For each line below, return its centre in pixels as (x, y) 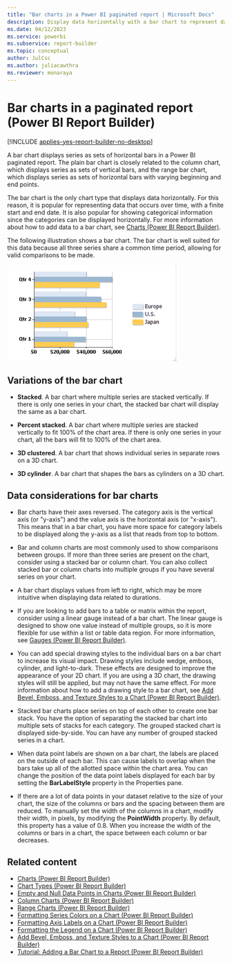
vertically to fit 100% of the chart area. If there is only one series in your (119, 433)
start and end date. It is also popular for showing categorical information (110, 212)
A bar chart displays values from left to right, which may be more (109, 590)
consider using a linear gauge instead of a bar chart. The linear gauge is (120, 618)
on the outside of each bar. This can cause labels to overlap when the (116, 761)
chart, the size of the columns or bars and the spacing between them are (121, 804)
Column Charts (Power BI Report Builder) (76, 901)
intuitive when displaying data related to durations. (89, 597)
